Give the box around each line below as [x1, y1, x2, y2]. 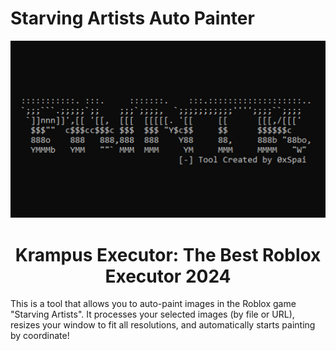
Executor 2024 [104, 265, 232, 287]
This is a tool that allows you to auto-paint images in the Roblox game [10, 298, 297, 310]
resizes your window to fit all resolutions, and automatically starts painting [10, 319, 316, 331]
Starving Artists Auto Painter [10, 7, 255, 30]
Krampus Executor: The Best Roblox [14, 243, 322, 266]
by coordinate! [10, 330, 70, 342]
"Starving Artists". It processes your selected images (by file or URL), [10, 308, 295, 321]
